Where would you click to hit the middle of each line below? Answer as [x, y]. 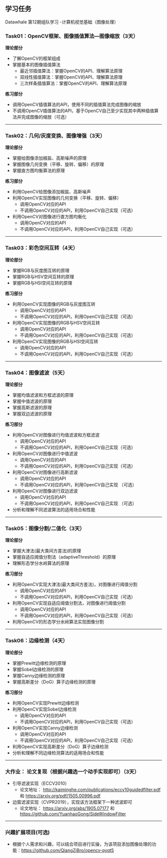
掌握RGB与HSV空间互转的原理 [43, 277]
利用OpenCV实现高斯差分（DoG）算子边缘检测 [60, 746]
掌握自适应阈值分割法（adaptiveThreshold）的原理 [64, 557]
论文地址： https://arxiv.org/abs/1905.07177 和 [67, 808]
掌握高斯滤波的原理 [32, 407]
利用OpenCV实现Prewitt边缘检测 [46, 703]
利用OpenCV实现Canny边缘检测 [45, 728]
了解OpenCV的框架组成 [36, 58]
